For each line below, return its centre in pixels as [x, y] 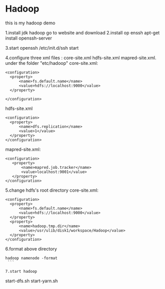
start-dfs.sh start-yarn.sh [32, 281]
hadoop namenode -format [31, 258]
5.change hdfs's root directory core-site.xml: [52, 190]
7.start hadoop [21, 271]
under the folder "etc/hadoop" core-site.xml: [52, 63]
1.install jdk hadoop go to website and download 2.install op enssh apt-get [82, 32]
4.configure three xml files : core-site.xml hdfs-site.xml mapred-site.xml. [81, 58]
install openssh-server [29, 38]
